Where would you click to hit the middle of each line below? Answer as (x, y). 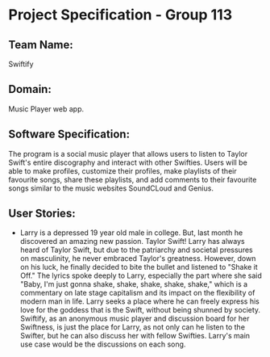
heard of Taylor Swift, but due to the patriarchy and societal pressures (136, 250)
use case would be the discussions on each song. (103, 344)
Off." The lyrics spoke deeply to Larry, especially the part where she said (141, 275)
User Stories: (42, 214)
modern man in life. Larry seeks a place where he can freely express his (139, 301)
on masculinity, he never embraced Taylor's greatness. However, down (138, 258)
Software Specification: (69, 134)
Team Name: (41, 45)
